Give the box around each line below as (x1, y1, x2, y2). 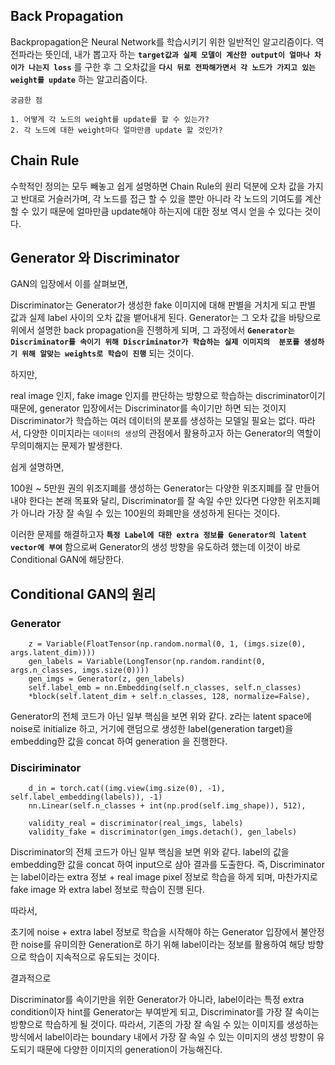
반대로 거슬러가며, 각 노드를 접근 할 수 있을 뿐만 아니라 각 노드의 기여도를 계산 (20, 192, 322, 204)
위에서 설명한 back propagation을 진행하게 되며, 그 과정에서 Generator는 (10, 324, 295, 336)
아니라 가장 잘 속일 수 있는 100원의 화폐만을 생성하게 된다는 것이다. (20, 507, 281, 519)
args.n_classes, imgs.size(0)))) (10, 665, 150, 676)
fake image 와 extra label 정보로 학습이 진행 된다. (10, 884, 205, 896)
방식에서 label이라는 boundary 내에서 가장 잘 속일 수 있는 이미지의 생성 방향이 (10, 1031, 315, 1043)
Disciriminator (10, 761, 82, 775)
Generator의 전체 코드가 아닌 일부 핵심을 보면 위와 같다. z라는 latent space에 (10, 710, 312, 723)
